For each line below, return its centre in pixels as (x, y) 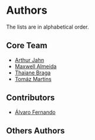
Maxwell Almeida (36, 66)
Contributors (31, 98)
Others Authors (36, 131)
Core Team (27, 46)
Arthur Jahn (29, 60)
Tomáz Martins (33, 79)
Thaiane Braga (33, 73)
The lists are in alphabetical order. (47, 27)
